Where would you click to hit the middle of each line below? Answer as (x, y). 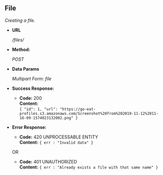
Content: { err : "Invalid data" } (56, 142)
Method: (21, 49)
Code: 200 (30, 98)
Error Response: (29, 127)
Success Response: (33, 88)
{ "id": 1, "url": (38, 109)
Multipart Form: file (32, 78)
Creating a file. (20, 20)
